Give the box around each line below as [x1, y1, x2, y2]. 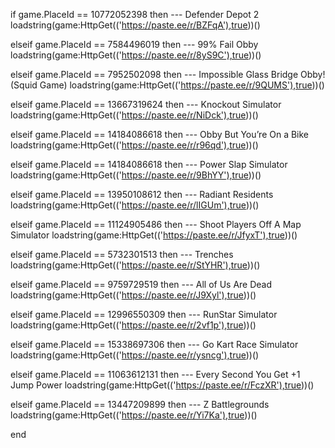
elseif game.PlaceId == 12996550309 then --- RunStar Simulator [10, 309, 278, 320]
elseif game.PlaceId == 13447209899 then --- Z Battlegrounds [10, 399, 270, 410]
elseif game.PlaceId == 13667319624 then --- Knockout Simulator [10, 99, 282, 110]
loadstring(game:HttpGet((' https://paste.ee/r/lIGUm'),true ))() [10, 199, 260, 211]
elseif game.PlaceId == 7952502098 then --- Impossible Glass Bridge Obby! [10, 69, 326, 80]
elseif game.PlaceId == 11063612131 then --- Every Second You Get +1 [10, 369, 301, 380]
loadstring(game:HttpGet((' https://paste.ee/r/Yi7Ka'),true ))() [10, 409, 258, 421]
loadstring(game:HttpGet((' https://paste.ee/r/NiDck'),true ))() [10, 109, 259, 121]
